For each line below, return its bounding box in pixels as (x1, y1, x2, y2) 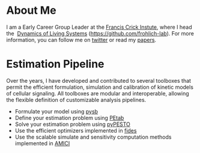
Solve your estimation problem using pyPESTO (14, 121, 131, 128)
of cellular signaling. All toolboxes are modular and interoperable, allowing (6, 89, 189, 97)
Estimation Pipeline (6, 58, 105, 71)
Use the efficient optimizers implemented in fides (14, 127, 137, 134)
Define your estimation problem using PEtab (14, 114, 124, 121)
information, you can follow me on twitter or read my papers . (6, 36, 157, 43)
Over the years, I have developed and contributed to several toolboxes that (6, 77, 191, 84)
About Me (6, 4, 56, 17)
